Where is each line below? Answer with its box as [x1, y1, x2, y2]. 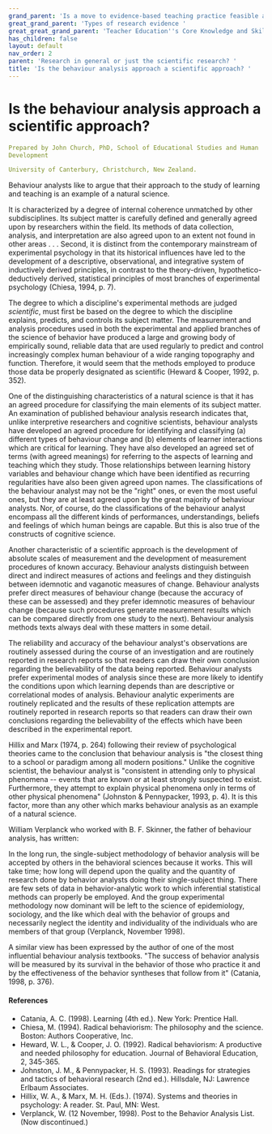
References [8, 995, 49, 1005]
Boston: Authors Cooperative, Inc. [19, 1031, 134, 1041]
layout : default [8, 42, 63, 50]
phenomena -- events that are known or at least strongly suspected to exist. [8, 775, 262, 784]
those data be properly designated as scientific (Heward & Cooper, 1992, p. [8, 367, 260, 377]
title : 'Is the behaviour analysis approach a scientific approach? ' [8, 65, 252, 73]
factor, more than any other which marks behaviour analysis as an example [8, 801, 259, 810]
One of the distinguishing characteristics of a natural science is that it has [8, 391, 254, 402]
